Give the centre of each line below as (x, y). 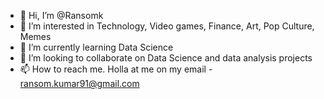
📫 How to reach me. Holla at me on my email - (116, 69)
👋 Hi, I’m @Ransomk (61, 15)
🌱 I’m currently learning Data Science (96, 47)
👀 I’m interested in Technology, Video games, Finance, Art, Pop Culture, (167, 26)
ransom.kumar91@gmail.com (79, 83)
